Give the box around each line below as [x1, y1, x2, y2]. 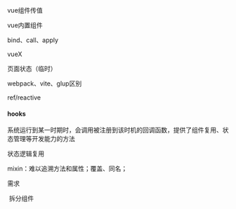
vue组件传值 [7, 6, 44, 14]
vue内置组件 [7, 21, 44, 29]
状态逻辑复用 [7, 149, 44, 158]
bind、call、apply [7, 36, 58, 44]
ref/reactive [7, 93, 41, 102]
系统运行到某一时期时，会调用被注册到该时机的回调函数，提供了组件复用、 [7, 126, 223, 135]
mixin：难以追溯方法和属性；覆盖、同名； [7, 164, 128, 173]
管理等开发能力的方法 [13, 135, 75, 143]
